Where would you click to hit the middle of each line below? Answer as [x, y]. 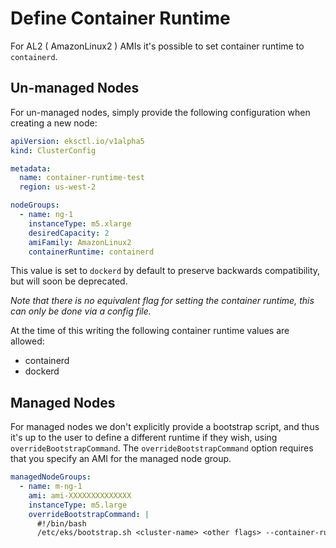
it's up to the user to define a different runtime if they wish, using [144, 438]
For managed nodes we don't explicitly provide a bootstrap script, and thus [165, 427]
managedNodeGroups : [51, 477]
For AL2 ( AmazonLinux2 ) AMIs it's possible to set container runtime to [157, 46]
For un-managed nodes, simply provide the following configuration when [160, 112]
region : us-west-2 [58, 187]
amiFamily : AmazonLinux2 [80, 242]
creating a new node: [54, 123]
